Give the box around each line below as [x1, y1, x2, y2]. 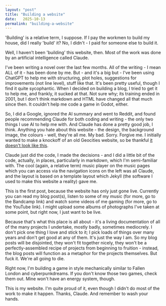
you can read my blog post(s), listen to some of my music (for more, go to [5, 193, 156, 199]
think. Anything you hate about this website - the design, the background [5, 127, 155, 133]
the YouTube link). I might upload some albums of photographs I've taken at [5, 204, 160, 210]
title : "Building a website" [5, 12, 65, 17]
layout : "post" [5, 7, 37, 12]
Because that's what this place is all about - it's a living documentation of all [5, 219, 161, 225]
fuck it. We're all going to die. [5, 256, 65, 262]
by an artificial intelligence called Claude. [5, 55, 89, 61]
